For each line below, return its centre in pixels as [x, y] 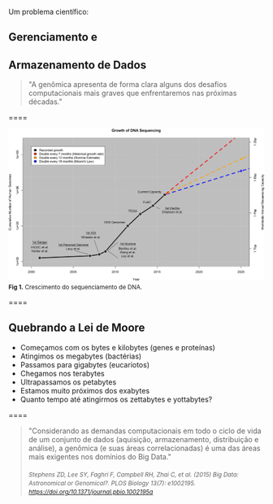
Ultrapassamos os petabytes [68, 382]
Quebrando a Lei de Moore [77, 328]
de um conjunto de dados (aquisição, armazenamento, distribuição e [143, 439]
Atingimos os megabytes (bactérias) [81, 356]
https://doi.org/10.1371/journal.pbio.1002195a [91, 492]
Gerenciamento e [53, 37]
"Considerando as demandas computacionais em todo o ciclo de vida [145, 431]
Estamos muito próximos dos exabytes [85, 390]
